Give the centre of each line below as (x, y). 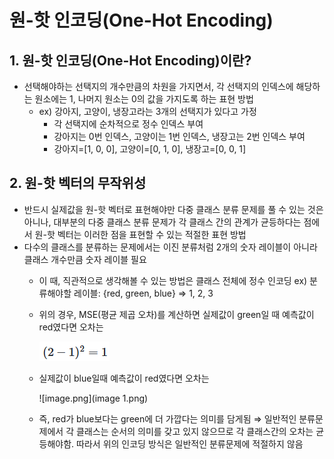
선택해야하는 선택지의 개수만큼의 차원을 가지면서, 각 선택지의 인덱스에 (158, 86)
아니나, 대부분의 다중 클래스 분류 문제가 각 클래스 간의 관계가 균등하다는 (162, 222)
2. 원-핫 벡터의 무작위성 (78, 183)
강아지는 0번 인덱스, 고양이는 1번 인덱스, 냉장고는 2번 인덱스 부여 (179, 136)
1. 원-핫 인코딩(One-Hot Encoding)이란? (130, 60)
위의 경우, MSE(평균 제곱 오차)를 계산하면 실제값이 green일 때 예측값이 (176, 314)
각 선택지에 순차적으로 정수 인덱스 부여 (128, 124)
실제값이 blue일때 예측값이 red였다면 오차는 (124, 378)
